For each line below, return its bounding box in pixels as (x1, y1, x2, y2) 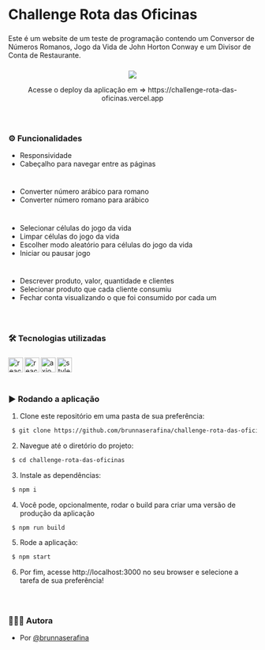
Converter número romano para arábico (19, 195, 150, 205)
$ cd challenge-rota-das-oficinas (11, 456, 125, 464)
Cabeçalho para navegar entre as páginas (19, 160, 156, 169)
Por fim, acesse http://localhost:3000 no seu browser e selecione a (19, 567, 239, 577)
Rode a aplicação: (19, 538, 79, 547)
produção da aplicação (19, 508, 95, 518)
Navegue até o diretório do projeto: (19, 441, 134, 450)
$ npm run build (11, 524, 65, 532)
